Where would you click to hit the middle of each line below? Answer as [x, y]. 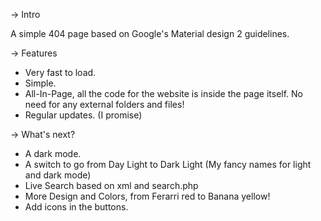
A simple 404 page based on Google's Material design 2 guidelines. [150, 33]
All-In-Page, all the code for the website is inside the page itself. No [163, 93]
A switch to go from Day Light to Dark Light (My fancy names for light [168, 164]
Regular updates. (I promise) [83, 115]
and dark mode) [58, 175]
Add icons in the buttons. [76, 207]
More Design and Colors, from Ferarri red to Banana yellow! [147, 196]
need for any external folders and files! [104, 104]
